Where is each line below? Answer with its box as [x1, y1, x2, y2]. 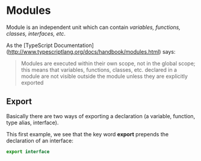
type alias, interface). [6, 119, 59, 126]
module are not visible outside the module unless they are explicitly [20, 72, 188, 80]
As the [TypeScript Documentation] [6, 42, 94, 49]
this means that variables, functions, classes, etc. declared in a [20, 66, 178, 73]
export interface [6, 148, 50, 154]
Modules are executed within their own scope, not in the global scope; [20, 60, 196, 67]
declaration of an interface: [6, 137, 74, 144]
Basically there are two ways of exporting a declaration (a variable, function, [6, 112, 196, 119]
